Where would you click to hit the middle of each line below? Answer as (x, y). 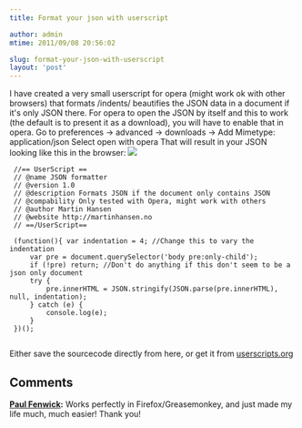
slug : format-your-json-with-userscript (87, 59)
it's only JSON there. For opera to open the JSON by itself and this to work (149, 113)
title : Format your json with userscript (89, 18)
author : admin (36, 34)
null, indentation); (49, 297)
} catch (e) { (56, 305)
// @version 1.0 (44, 186)
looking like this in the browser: (68, 153)
